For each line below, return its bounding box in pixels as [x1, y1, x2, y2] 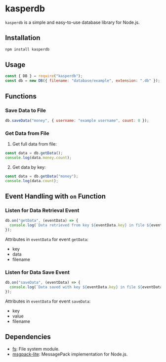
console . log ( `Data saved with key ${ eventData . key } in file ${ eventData [9, 285, 163, 290]
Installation [5, 34, 41, 42]
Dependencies [5, 333, 51, 341]
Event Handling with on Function [5, 192, 106, 201]
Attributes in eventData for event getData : [5, 236, 89, 242]
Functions [5, 92, 37, 101]
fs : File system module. [12, 346, 60, 352]
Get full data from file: [12, 141, 57, 147]
